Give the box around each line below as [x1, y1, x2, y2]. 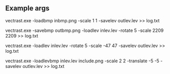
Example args [5, 4, 50, 13]
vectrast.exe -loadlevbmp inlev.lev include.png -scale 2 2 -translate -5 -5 [5, 58, 160, 64]
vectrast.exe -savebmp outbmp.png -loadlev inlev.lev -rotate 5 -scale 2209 [5, 27, 164, 33]
